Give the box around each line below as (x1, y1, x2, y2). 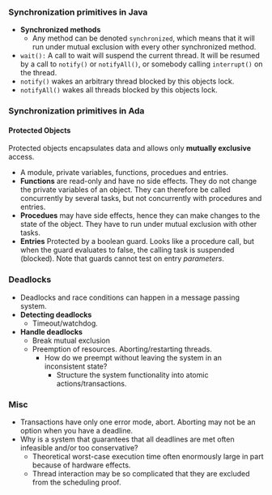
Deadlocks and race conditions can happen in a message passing (19, 292, 240, 302)
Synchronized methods (19, 25, 101, 35)
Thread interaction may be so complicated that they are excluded (32, 469, 250, 479)
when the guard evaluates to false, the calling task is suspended (19, 245, 235, 255)
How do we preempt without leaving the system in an (44, 352, 223, 362)
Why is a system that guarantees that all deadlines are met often (19, 434, 235, 444)
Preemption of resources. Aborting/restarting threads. (32, 344, 213, 354)
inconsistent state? (44, 361, 108, 371)
